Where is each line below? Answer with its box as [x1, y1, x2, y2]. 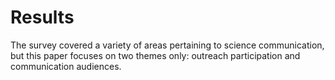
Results [10, 6, 75, 29]
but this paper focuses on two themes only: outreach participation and [10, 49, 301, 61]
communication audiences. [10, 60, 122, 72]
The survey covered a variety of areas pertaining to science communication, [10, 39, 325, 51]
